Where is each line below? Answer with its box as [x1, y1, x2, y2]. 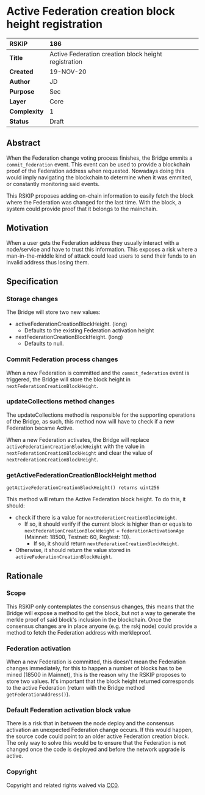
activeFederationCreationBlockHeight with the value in [6, 442, 145, 450]
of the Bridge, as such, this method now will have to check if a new [6, 417, 175, 425]
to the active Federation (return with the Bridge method [6, 684, 145, 692]
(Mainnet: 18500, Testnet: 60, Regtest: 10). [24, 534, 131, 541]
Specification [6, 276, 59, 286]
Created [9, 67, 34, 76]
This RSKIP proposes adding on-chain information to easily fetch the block [6, 192, 194, 200]
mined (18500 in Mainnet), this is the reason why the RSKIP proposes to [6, 671, 187, 679]
